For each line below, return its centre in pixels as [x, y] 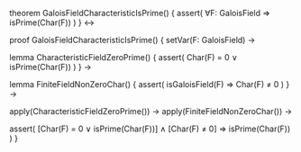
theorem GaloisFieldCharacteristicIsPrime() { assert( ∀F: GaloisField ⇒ [140, 13]
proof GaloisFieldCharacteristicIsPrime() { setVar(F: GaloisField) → [132, 40]
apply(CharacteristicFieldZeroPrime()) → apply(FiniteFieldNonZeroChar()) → [151, 111]
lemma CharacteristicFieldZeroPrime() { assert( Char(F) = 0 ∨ [123, 57]
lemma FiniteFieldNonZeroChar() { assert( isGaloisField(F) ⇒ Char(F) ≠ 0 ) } [150, 84]
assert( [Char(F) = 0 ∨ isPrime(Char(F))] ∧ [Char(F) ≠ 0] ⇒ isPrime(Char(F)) [150, 129]
